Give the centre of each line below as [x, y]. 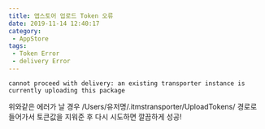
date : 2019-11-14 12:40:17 [54, 24]
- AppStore [30, 39]
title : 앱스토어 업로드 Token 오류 [61, 16]
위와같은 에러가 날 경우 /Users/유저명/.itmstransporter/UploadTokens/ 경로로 [133, 106]
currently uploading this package [67, 90]
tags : [17, 46]
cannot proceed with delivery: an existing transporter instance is [127, 83]
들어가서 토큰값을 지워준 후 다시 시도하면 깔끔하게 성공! [95, 116]
